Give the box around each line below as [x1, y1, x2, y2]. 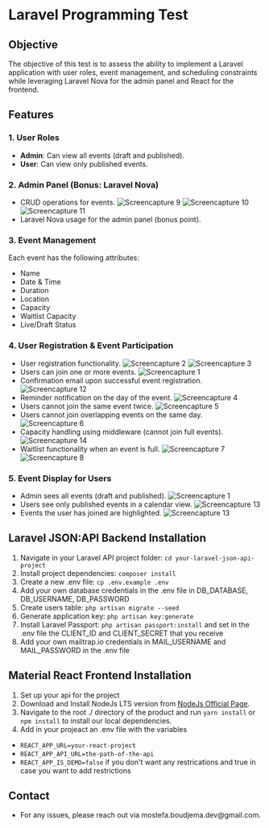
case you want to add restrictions [19, 765, 131, 775]
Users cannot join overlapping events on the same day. [19, 409, 203, 420]
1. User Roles [8, 132, 60, 143]
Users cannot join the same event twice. [19, 401, 155, 411]
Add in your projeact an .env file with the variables [19, 724, 188, 734]
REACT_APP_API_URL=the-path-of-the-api [19, 750, 155, 758]
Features [8, 108, 54, 122]
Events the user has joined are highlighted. [19, 507, 162, 517]
